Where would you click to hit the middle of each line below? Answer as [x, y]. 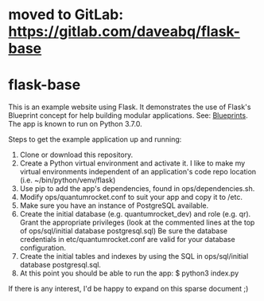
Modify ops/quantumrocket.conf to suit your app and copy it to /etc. [131, 197]
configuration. [43, 248]
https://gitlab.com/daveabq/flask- [124, 31]
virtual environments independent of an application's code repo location [138, 172]
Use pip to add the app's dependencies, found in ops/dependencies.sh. [137, 189]
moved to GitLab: [66, 15]
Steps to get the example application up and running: [95, 139]
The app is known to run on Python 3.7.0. [75, 124]
